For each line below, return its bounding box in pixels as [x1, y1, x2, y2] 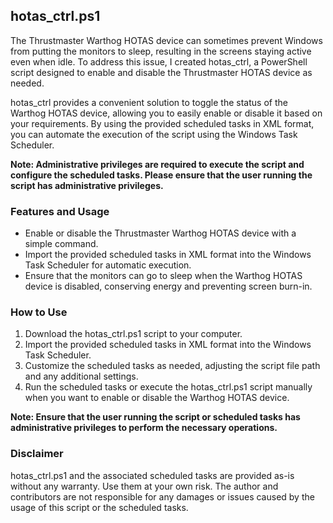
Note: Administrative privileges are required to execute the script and [10, 158, 305, 170]
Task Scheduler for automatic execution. [24, 259, 192, 271]
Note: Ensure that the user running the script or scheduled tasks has [10, 411, 301, 423]
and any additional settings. [24, 370, 139, 383]
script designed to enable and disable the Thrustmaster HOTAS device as [10, 66, 313, 78]
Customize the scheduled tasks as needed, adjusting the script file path [24, 360, 321, 372]
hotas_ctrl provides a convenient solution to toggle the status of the [10, 96, 288, 108]
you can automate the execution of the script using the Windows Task [10, 128, 298, 140]
